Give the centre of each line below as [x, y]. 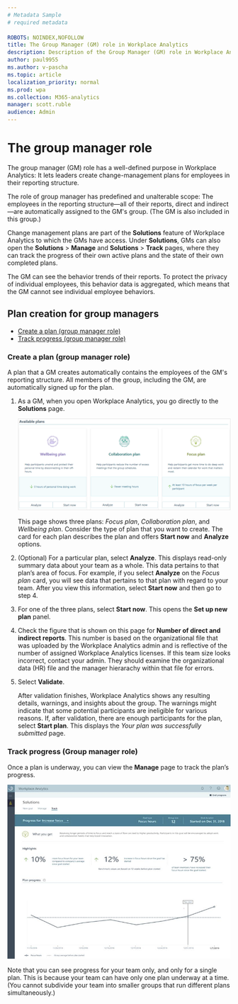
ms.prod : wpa [27, 90]
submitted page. [41, 733]
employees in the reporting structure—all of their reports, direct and [106, 204]
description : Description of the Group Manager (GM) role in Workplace [115, 52]
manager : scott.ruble [39, 105]
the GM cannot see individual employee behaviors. [81, 291]
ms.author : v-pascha [38, 67]
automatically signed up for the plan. [61, 388]
